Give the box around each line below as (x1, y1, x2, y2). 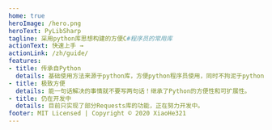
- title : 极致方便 (8, 79, 66, 87)
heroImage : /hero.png (8, 19, 82, 27)
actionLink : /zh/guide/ (8, 49, 89, 57)
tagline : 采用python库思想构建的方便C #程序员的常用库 (8, 34, 172, 43)
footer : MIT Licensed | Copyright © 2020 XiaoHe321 (8, 110, 186, 118)
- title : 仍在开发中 (8, 94, 71, 103)
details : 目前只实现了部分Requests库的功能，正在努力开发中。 (15, 102, 204, 110)
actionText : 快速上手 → (8, 42, 83, 50)
